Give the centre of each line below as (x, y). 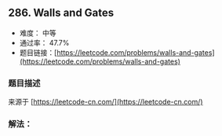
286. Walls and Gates (61, 13)
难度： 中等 (38, 33)
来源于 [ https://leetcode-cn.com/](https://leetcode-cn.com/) (106, 102)
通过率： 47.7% (44, 42)
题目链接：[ (38, 52)
